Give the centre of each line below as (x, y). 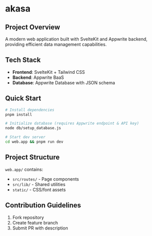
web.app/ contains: (24, 169)
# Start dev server (25, 137)
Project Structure (32, 157)
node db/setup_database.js (33, 128)
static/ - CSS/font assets (39, 190)
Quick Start (23, 99)
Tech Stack (23, 60)
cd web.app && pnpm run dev (34, 142)
